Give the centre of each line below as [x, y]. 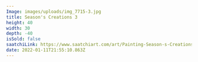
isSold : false [24, 39]
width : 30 [18, 28]
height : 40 [19, 22]
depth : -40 [19, 34]
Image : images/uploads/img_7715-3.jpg [54, 12]
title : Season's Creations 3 [42, 17]
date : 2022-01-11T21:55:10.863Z [46, 50]
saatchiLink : [22, 45]
